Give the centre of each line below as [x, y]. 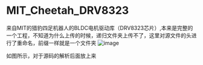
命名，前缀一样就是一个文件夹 [59, 43]
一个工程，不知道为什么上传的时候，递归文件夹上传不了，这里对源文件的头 [99, 35]
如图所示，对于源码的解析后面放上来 [51, 55]
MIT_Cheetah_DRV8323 [68, 11]
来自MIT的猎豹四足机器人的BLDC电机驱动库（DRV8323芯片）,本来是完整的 [100, 28]
